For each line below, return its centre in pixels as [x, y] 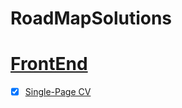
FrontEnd [49, 64]
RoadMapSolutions [91, 18]
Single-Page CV [58, 92]
